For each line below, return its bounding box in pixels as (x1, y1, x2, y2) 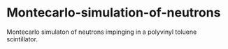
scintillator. (6, 35, 38, 43)
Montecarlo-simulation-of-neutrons (6, 5, 221, 21)
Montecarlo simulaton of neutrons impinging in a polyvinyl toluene (6, 28, 197, 36)
